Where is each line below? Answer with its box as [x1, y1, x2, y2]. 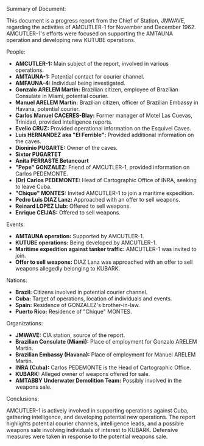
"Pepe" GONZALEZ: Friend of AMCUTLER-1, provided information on [15, 164, 190, 171]
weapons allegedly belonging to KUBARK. [15, 265, 121, 272]
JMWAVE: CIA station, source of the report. [15, 331, 125, 339]
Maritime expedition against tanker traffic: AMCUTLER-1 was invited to [15, 246, 197, 252]
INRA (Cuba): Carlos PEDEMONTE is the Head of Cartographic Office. [15, 364, 192, 371]
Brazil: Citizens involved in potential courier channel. [15, 289, 148, 296]
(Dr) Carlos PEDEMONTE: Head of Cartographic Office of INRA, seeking [15, 177, 197, 183]
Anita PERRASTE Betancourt [15, 157, 90, 164]
